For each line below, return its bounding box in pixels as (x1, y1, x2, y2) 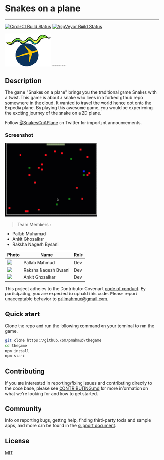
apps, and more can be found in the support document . (5, 423, 117, 429)
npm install (5, 349, 29, 354)
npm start (5, 354, 25, 358)
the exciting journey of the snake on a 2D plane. (5, 110, 102, 116)
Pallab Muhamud (12, 230, 46, 237)
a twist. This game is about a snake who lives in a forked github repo (5, 95, 143, 100)
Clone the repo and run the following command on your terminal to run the (5, 323, 155, 329)
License (5, 437, 30, 445)
